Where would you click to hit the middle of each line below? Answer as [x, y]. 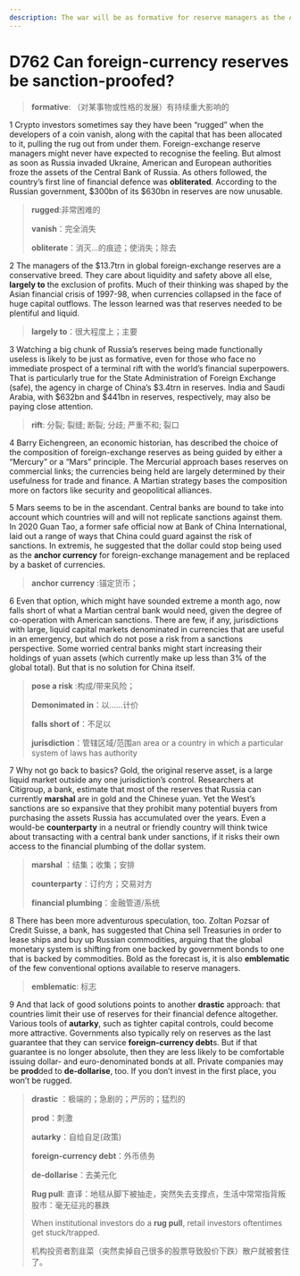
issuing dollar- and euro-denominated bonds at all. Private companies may [146, 1061]
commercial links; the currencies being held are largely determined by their [147, 471]
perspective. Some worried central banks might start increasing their [136, 648]
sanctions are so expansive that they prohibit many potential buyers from [144, 808]
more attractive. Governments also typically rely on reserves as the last [140, 1033]
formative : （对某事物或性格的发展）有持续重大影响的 [130, 106]
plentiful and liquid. [45, 313]
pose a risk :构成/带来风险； [83, 686]
